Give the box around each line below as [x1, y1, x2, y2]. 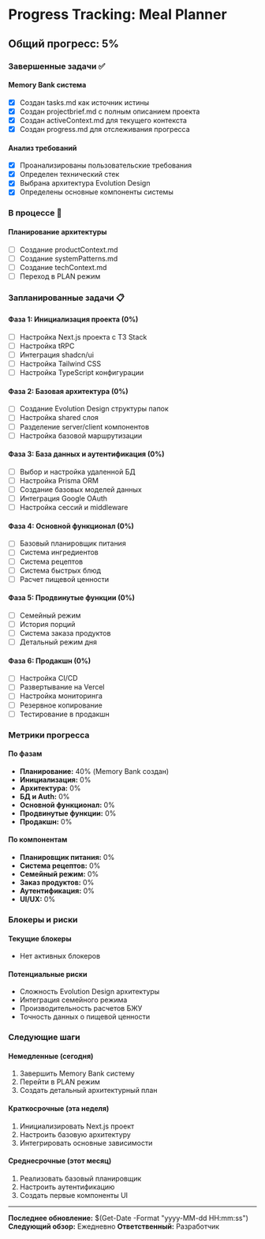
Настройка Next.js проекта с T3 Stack [19, 332, 147, 341]
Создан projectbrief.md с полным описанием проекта [19, 107, 200, 116]
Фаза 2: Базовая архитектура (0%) [8, 386, 129, 396]
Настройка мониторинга [19, 691, 103, 700]
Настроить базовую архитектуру [19, 1129, 132, 1139]
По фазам [8, 749, 43, 759]
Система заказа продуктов [19, 629, 111, 638]
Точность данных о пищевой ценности [19, 1012, 151, 1022]
